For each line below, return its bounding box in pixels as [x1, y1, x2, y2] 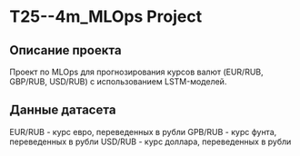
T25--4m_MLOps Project [9, 6, 203, 27]
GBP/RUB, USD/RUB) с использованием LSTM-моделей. [9, 76, 227, 87]
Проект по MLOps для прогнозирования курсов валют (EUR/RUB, [9, 66, 264, 77]
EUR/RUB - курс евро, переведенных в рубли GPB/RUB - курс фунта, [9, 126, 277, 137]
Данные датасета [9, 102, 116, 118]
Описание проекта [9, 43, 122, 58]
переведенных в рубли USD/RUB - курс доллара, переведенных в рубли [9, 136, 292, 147]
